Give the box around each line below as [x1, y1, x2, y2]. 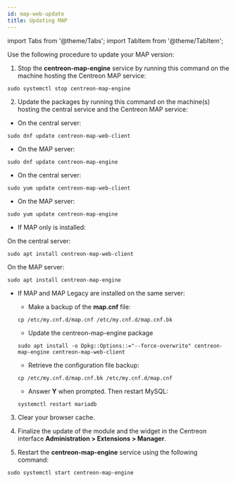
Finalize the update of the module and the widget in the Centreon [17, 426, 207, 435]
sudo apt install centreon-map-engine [7, 277, 121, 284]
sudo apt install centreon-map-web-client [7, 250, 134, 257]
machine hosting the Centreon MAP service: [17, 71, 147, 80]
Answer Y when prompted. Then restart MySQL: [27, 387, 168, 395]
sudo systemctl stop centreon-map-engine [7, 85, 131, 92]
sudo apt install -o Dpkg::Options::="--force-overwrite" [17, 342, 192, 349]
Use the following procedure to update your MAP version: [7, 50, 175, 59]
